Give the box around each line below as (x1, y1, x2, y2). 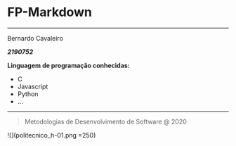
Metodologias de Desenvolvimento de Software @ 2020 (24, 117, 188, 126)
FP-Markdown (7, 4, 93, 20)
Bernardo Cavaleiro (7, 34, 63, 42)
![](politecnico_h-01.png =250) (7, 131, 96, 139)
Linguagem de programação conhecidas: (7, 61, 130, 69)
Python (17, 89, 39, 98)
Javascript (17, 82, 48, 91)
